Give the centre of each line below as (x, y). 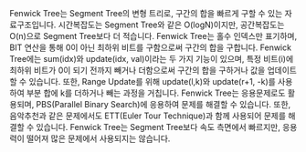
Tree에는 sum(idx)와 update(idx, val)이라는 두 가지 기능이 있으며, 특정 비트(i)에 (152, 59)
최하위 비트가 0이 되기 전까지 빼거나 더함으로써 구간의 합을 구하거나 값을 (137, 70)
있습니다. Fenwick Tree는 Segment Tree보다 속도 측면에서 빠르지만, (158, 127)
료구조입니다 (32, 25)
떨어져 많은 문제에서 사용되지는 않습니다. (98, 138)
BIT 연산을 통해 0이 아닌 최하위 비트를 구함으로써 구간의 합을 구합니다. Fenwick (151, 47)
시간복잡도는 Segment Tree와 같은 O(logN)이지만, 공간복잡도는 (171, 25)
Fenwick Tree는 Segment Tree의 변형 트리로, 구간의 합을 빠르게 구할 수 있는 (146, 13)
